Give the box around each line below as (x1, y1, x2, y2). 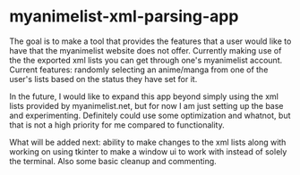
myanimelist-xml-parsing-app (9, 6, 239, 27)
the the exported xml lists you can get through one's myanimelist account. (9, 54, 283, 65)
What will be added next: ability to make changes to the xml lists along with (9, 137, 287, 147)
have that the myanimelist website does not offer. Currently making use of (9, 45, 282, 55)
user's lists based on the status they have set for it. (9, 73, 198, 84)
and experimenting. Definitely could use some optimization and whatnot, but (9, 110, 291, 121)
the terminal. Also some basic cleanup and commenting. (9, 155, 217, 166)
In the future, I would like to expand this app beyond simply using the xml (9, 91, 279, 102)
